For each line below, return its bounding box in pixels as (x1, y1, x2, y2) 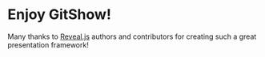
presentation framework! (7, 40, 89, 49)
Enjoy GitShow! (7, 6, 111, 24)
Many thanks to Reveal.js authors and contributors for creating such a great (7, 32, 257, 41)
